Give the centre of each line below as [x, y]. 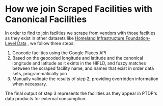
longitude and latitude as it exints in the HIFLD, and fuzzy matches [79, 63]
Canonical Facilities [46, 19]
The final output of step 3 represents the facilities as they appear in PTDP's [81, 93]
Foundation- [138, 38]
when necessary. [29, 84]
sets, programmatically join [40, 73]
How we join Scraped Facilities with [79, 9]
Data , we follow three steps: [46, 43]
